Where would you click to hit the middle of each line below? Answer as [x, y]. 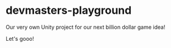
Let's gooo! [20, 38]
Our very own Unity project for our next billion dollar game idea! [85, 27]
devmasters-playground [69, 10]
